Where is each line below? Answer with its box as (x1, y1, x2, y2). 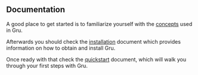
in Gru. (6, 27, 23, 34)
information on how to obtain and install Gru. (6, 44, 116, 51)
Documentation (6, 5, 66, 15)
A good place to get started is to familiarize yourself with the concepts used (6, 20, 193, 27)
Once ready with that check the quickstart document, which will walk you (6, 56, 187, 63)
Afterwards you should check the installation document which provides (6, 38, 181, 45)
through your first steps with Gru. (6, 62, 88, 69)
